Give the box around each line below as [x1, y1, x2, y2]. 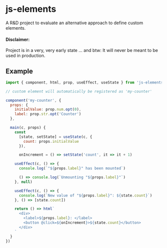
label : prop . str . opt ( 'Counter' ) [14, 112, 81, 117]
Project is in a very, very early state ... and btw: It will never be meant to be [5, 47, 158, 53]
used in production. [5, 53, 46, 59]
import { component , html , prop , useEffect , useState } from [5, 80, 135, 85]
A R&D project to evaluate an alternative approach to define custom [5, 20, 143, 26]
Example [5, 67, 33, 75]
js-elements [5, 3, 56, 15]
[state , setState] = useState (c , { [18, 134, 93, 139]
